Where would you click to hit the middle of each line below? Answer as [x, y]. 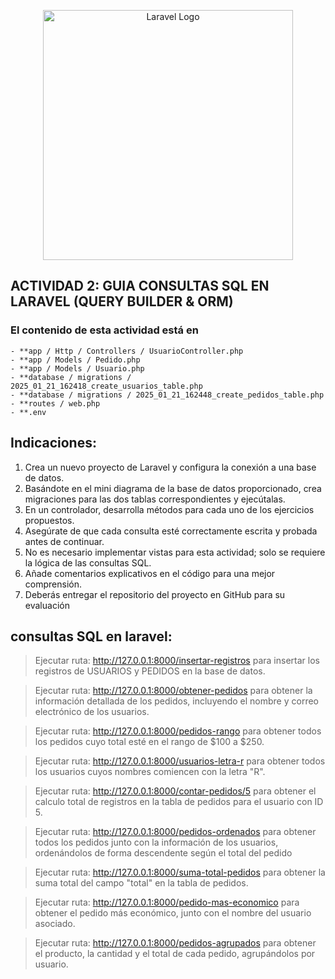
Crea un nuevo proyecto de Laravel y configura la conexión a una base [170, 467]
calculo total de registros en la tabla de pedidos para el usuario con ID [179, 802]
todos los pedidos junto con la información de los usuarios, [156, 842]
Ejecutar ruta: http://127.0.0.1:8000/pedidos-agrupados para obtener [175, 943]
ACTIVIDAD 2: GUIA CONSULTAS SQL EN [140, 286]
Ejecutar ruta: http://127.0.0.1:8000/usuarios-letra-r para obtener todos [180, 761]
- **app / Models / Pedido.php [75, 360]
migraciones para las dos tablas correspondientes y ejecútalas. [155, 499]
